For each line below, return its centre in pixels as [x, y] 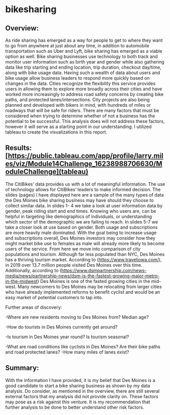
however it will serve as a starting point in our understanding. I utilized [78, 126]
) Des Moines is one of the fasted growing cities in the [94, 281]
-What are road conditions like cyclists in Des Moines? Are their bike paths [83, 346]
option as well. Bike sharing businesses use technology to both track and [82, 56]
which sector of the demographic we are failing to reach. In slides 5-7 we [82, 221]
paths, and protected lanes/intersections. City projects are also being [77, 100]
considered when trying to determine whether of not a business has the [80, 116]
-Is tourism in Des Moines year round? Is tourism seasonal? [67, 337]
